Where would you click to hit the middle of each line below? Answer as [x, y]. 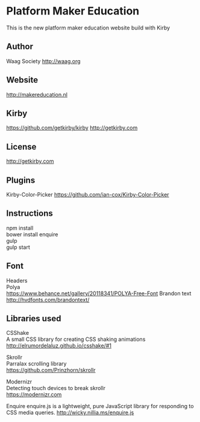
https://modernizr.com [34, 394]
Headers [17, 280]
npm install [20, 228]
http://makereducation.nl [37, 94]
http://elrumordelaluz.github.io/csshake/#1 [59, 346]
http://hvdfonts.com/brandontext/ [48, 299]
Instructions [30, 214]
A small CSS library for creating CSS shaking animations [76, 339]
